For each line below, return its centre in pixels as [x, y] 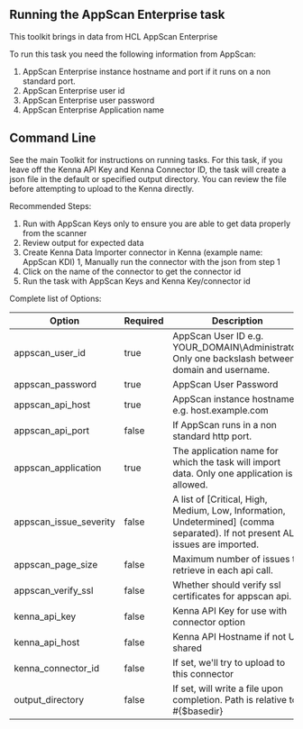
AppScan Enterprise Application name [93, 109]
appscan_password [55, 384]
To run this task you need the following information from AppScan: [133, 54]
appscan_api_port [52, 430]
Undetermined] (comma [224, 522]
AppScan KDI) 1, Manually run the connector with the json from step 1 [151, 261]
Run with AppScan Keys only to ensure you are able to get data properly [156, 223]
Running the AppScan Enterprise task [117, 15]
